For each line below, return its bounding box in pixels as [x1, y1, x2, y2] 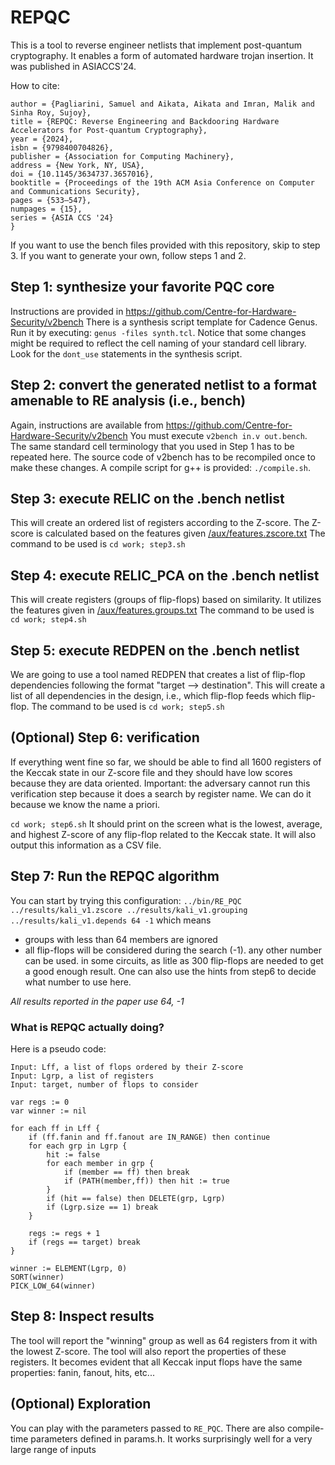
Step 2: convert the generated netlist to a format [10, 377, 317, 394]
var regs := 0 [10, 1097, 70, 1107]
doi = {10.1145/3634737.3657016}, [10, 169, 155, 179]
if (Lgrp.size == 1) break [46, 1202, 159, 1212]
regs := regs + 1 [28, 1228, 101, 1238]
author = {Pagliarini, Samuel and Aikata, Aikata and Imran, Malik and [10, 99, 315, 109]
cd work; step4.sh [10, 615, 87, 625]
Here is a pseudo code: [10, 1042, 107, 1055]
